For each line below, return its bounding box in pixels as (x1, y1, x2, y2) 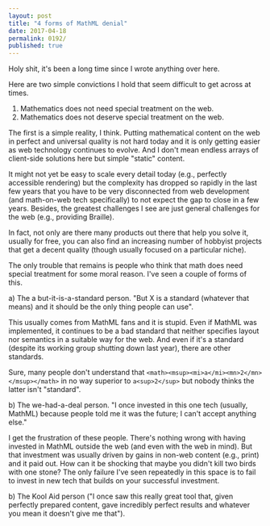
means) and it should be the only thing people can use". (8, 302, 193, 311)
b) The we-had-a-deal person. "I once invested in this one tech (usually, (8, 400, 248, 410)
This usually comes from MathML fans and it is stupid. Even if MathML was (8, 318, 258, 328)
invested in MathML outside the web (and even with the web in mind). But (8, 441, 252, 452)
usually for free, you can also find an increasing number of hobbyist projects (8, 236, 262, 246)
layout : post (8, 11, 52, 20)
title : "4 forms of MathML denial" (8, 19, 128, 27)
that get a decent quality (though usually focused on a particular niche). (8, 245, 247, 255)
